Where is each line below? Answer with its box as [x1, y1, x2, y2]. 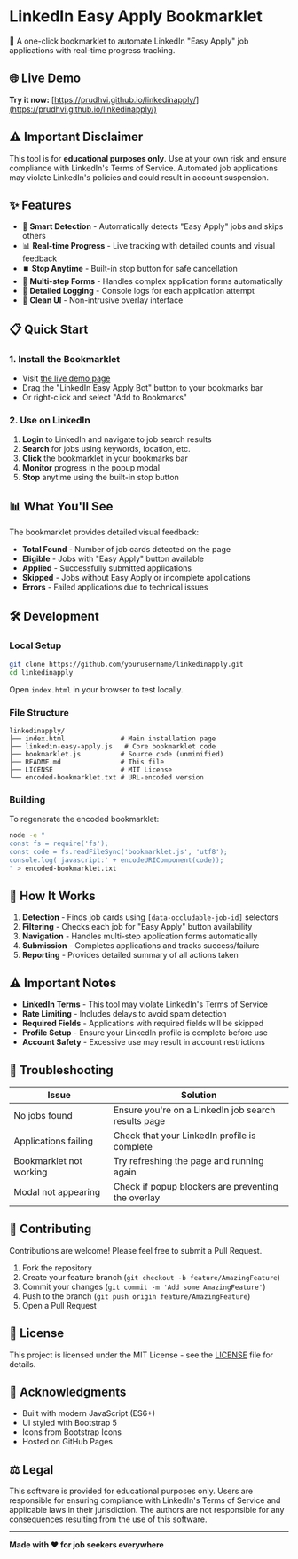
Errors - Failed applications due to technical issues [21, 582, 208, 592]
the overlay [113, 1191, 161, 1204]
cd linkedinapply [9, 668, 74, 677]
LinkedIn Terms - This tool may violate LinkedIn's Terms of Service [21, 999, 269, 1009]
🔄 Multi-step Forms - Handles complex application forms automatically [21, 276, 284, 287]
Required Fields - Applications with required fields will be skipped [21, 1018, 264, 1029]
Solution [180, 1089, 217, 1102]
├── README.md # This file [9, 757, 165, 766]
